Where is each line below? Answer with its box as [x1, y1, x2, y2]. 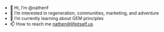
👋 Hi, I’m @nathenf [9, 5, 49, 10]
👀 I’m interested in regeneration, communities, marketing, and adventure [9, 10, 159, 16]
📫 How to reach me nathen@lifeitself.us [9, 21, 93, 27]
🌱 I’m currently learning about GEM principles [9, 15, 104, 21]
